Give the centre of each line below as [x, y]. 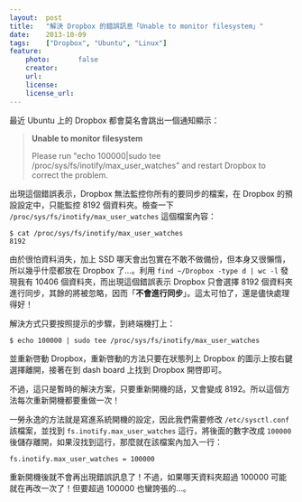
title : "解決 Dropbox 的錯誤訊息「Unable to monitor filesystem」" [137, 26]
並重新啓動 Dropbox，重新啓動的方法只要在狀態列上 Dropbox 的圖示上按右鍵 [151, 358]
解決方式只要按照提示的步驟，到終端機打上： [92, 323]
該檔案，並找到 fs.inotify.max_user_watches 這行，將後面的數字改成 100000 [151, 431]
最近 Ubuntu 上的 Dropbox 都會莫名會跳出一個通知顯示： [114, 120]
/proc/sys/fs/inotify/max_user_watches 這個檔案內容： [113, 216]
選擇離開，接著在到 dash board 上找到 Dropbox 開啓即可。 [118, 369]
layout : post [36, 18]
